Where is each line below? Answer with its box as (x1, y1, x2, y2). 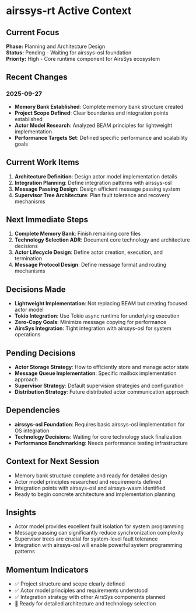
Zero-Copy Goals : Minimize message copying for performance (14, 319, 167, 326)
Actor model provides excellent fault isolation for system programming (14, 523, 184, 530)
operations (14, 331, 41, 338)
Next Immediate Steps (6, 215, 89, 225)
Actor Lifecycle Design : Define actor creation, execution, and (14, 249, 163, 256)
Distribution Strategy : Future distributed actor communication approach (14, 388, 189, 395)
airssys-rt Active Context (6, 4, 132, 18)
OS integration (14, 427, 50, 434)
